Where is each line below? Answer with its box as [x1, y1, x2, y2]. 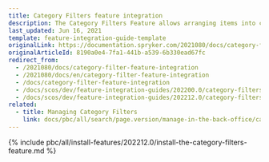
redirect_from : [8, 57, 59, 65]
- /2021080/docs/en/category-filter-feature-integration [15, 71, 210, 79]
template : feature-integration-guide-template [8, 34, 167, 42]
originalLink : [8, 41, 56, 49]
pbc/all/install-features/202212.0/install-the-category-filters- [46, 137, 247, 147]
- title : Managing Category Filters [15, 109, 138, 117]
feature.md [8, 145, 45, 156]
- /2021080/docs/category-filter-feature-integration [15, 64, 199, 72]
